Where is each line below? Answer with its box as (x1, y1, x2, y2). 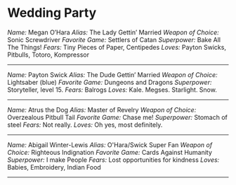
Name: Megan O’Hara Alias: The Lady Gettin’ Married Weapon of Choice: (7, 28, 219, 36)
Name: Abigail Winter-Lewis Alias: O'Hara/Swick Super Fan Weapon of (7, 140, 213, 149)
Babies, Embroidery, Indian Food (7, 163, 102, 171)
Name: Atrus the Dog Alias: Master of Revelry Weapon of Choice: (7, 105, 197, 114)
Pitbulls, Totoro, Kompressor (7, 50, 90, 59)
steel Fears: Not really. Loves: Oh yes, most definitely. (7, 121, 163, 129)
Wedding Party (7, 5, 97, 21)
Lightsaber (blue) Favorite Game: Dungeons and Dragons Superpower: (7, 78, 212, 86)
